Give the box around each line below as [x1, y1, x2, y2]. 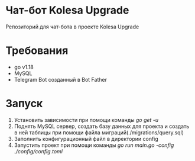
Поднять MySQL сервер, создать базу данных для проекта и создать [14, 123, 190, 130]
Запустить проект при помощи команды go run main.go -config [14, 141, 174, 149]
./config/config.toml [14, 147, 63, 154]
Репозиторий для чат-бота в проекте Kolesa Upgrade [5, 23, 139, 30]
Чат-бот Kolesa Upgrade [5, 4, 129, 17]
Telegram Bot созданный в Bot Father [14, 76, 108, 83]
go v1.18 [14, 63, 34, 70]
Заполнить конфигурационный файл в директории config [14, 135, 159, 142]
